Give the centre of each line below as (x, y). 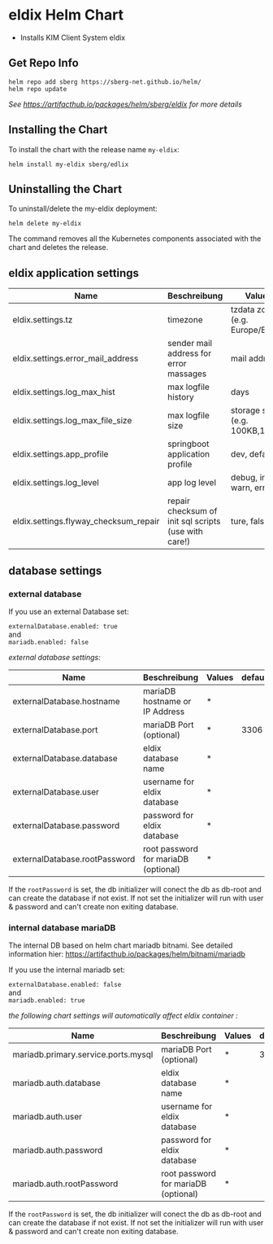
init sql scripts (194, 521)
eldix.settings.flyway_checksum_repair (86, 521)
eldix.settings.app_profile (61, 454)
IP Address (164, 712)
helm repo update (38, 89)
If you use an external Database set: (69, 611)
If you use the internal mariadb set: (67, 970)
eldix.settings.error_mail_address (76, 358)
